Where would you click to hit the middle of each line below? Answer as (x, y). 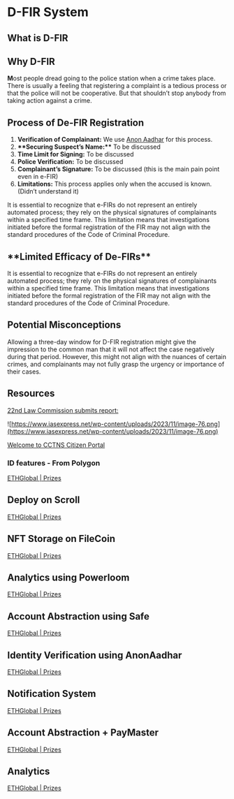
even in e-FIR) (37, 177)
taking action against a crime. (50, 101)
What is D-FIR (38, 38)
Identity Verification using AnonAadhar (95, 655)
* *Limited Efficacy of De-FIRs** (79, 257)
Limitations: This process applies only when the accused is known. (115, 184)
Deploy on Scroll (44, 500)
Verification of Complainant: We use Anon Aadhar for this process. (115, 140)
